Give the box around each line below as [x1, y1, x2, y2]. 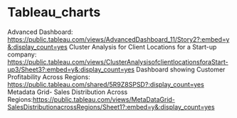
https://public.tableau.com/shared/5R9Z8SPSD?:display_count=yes [7, 80, 204, 88]
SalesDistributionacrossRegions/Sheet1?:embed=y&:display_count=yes [7, 102, 215, 111]
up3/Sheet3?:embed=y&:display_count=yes [7, 65, 135, 73]
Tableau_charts [7, 4, 101, 20]
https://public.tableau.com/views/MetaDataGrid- [33, 95, 176, 103]
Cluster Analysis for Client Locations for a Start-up [68, 42, 217, 51]
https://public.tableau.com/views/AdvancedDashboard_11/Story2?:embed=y [7, 35, 230, 43]
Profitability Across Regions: [7, 72, 90, 81]
